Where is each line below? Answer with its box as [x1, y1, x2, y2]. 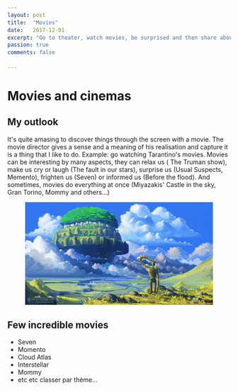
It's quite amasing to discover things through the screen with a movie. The [7, 135, 225, 144]
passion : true [7, 41, 50, 49]
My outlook [7, 116, 59, 128]
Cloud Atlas [17, 353, 52, 362]
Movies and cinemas [7, 88, 132, 105]
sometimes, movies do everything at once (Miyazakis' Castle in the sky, [7, 180, 216, 188]
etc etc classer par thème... [17, 375, 98, 384]
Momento [17, 346, 46, 354]
